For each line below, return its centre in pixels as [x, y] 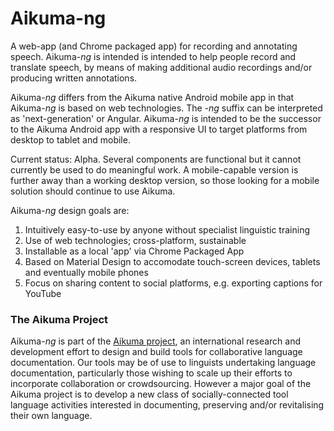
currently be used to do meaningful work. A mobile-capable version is [154, 169]
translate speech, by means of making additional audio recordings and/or [161, 67]
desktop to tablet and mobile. [70, 139]
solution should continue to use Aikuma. [93, 191]
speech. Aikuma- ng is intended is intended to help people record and [153, 56]
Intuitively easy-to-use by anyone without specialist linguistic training [167, 229]
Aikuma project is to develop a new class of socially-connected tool [149, 394]
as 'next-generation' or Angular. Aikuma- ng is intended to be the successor [166, 118]
